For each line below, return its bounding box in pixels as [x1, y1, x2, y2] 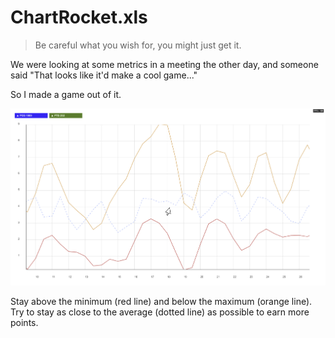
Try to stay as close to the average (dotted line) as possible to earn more [10, 306, 310, 318]
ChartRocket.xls [10, 6, 148, 29]
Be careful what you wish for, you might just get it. [34, 39, 242, 51]
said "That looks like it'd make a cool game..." [10, 69, 198, 81]
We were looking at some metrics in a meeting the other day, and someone [10, 58, 319, 70]
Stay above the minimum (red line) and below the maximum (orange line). [10, 296, 313, 308]
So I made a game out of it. [10, 88, 122, 100]
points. [10, 317, 39, 329]
